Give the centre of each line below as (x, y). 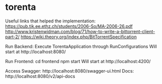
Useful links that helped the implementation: (50, 21)
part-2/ (12, 37)
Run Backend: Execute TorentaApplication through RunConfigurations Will (81, 46)
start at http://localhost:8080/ (36, 52)
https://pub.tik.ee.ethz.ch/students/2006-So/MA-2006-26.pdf (69, 26)
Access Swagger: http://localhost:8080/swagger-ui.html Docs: (70, 71)
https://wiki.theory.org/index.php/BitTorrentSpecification (79, 37)
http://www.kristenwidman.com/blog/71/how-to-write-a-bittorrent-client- (80, 31)
